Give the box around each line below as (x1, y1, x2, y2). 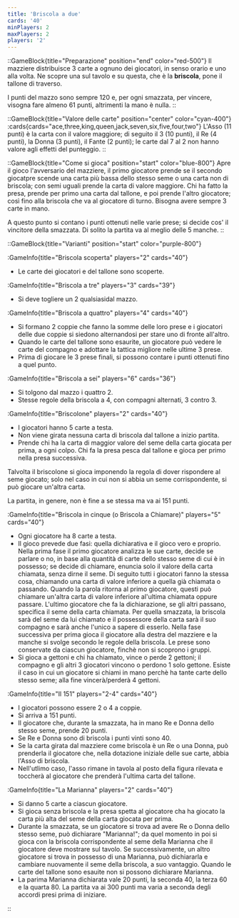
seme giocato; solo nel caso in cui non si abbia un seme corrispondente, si (7, 475, 227, 484)
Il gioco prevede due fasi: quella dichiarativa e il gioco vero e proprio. (17, 540, 221, 548)
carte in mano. (7, 204, 50, 213)
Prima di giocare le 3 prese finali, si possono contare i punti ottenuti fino (17, 353, 230, 361)
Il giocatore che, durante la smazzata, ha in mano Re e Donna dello (17, 719, 215, 727)
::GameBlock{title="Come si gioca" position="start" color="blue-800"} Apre (7, 158, 231, 168)
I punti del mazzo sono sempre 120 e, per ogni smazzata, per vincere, (7, 94, 213, 102)
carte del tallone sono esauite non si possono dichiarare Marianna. (17, 868, 214, 877)
